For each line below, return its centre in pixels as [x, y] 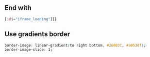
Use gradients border [37, 34]
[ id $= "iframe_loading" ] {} [31, 19]
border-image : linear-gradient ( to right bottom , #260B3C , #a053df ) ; [75, 45]
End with [18, 8]
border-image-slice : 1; [29, 50]
